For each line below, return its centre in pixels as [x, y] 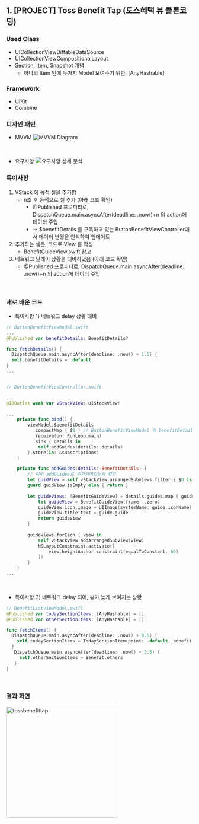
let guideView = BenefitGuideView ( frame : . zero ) [99, 502]
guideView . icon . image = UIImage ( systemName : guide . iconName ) [115, 507]
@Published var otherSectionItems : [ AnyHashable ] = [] [75, 619]
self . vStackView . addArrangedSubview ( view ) [91, 540]
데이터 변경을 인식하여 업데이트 [75, 237]
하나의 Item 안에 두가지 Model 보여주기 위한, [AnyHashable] [94, 72]
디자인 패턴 [21, 124]
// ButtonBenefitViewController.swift [54, 387]
